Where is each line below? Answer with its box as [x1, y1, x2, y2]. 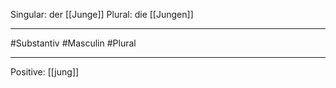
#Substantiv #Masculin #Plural [10, 37, 137, 49]
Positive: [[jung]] [10, 66, 80, 78]
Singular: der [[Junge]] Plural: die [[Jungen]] [10, 9, 194, 20]
